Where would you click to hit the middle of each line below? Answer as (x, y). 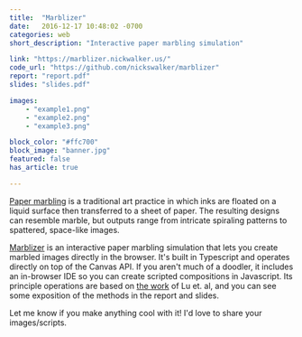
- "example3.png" (58, 126)
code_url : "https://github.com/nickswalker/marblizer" (114, 68)
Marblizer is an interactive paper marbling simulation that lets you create (144, 247)
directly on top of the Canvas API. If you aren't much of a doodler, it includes (151, 267)
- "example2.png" (58, 117)
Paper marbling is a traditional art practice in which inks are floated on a (143, 201)
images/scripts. (38, 323)
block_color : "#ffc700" (54, 142)
